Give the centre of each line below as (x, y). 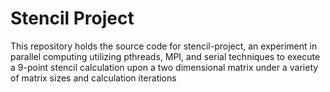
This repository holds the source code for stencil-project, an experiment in (164, 46)
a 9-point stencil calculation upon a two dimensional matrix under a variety (164, 67)
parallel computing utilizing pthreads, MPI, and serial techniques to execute (165, 56)
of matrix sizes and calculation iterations (93, 78)
